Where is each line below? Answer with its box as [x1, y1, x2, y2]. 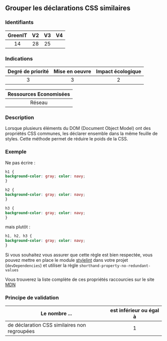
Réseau [30, 99, 48, 106]
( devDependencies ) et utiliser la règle [5, 262, 79, 268]
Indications [5, 55, 33, 62]
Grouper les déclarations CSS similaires [5, 4, 131, 12]
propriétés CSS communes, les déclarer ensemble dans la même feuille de [5, 130, 158, 136]
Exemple [5, 148, 27, 155]
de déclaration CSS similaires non [7, 322, 86, 329]
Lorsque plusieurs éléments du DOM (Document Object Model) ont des [5, 125, 151, 131]
